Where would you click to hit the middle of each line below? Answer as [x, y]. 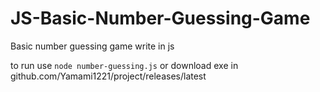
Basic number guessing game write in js [92, 46]
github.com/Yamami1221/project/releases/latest [108, 76]
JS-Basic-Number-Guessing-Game [160, 18]
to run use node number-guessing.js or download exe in [124, 65]
